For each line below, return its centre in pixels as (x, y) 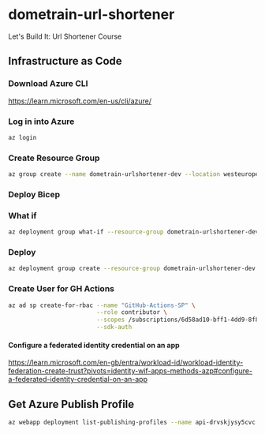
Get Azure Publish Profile (71, 404)
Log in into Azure (41, 122)
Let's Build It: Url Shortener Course (65, 36)
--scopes (110, 320)
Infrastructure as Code (65, 61)
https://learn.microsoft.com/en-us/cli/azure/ (80, 101)
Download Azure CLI (48, 84)
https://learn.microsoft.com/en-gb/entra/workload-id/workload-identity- (126, 363)
